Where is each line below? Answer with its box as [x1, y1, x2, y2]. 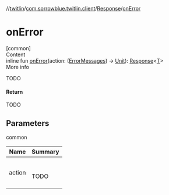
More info [6, 63, 30, 70]
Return [6, 88, 23, 95]
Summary [31, 148, 59, 156]
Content [6, 51, 26, 58]
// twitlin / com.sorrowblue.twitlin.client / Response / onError [6, 5, 141, 12]
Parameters [6, 118, 50, 128]
